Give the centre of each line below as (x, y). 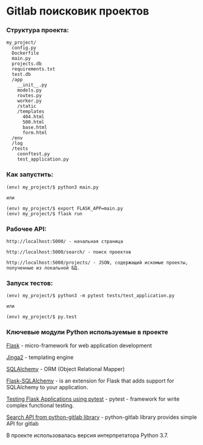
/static (27, 106)
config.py (24, 48)
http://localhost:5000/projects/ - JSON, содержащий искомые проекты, (97, 263)
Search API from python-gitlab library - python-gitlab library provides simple (101, 417)
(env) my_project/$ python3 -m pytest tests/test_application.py (90, 296)
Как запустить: (30, 175)
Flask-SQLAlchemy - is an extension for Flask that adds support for (90, 381)
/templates (31, 112)
